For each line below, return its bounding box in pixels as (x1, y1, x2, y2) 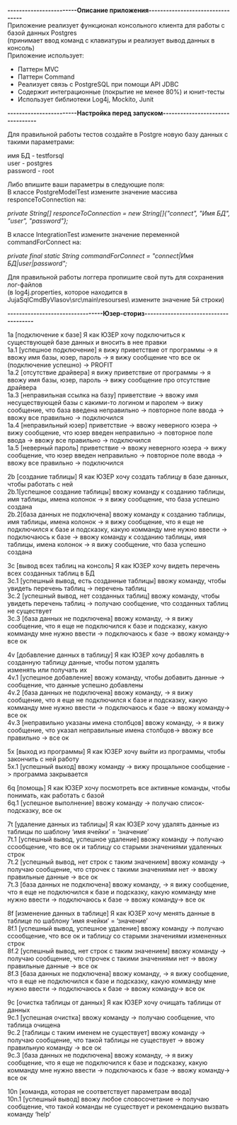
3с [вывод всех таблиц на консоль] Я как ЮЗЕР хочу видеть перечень (7, 562, 221, 570)
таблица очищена (7, 1021, 61, 1029)
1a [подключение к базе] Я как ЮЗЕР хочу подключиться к (7, 331, 185, 339)
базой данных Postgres (7, 28, 77, 37)
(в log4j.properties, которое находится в (7, 288, 128, 297)
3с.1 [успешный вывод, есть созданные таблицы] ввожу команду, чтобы (7, 577, 226, 584)
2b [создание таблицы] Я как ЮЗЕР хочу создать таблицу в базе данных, (7, 472, 229, 481)
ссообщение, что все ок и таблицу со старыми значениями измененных (7, 932, 227, 940)
